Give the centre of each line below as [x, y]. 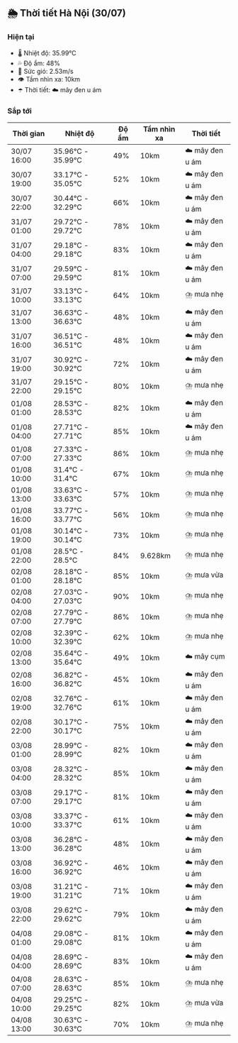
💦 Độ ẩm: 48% [39, 63]
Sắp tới [19, 111]
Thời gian [29, 133]
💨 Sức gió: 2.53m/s [45, 71]
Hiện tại [21, 37]
